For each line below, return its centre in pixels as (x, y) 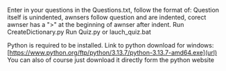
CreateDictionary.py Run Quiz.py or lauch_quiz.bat (79, 32)
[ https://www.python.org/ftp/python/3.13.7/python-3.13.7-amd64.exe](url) (112, 52)
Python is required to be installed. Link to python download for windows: (111, 45)
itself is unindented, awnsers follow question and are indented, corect (107, 17)
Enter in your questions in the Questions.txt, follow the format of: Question (113, 10)
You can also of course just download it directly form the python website (111, 60)
